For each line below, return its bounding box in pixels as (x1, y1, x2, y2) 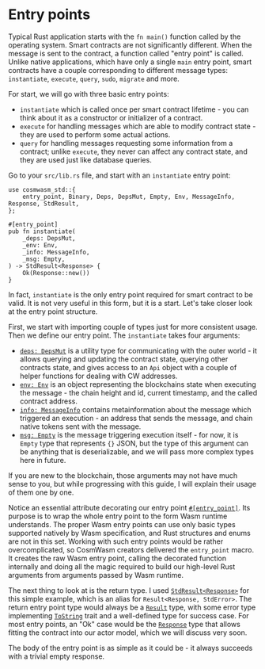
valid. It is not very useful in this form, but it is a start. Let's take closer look (8, 298, 253, 308)
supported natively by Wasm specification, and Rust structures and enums (8, 528, 252, 537)
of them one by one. (8, 487, 74, 497)
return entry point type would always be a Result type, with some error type (8, 602, 256, 612)
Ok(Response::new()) (22, 269, 90, 277)
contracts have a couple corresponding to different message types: (8, 65, 228, 75)
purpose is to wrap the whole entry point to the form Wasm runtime (8, 511, 228, 521)
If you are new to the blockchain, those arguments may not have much (8, 470, 238, 480)
